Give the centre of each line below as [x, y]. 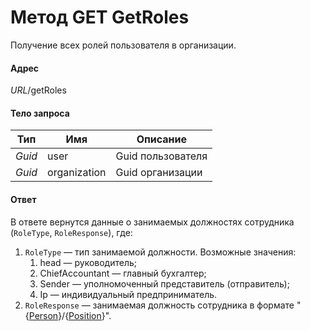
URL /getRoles [38, 90]
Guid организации [159, 173]
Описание [162, 139]
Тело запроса [40, 113]
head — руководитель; [88, 262]
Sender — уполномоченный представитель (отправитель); [164, 283]
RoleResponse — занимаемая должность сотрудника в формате [159, 305]
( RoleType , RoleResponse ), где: [71, 232]
